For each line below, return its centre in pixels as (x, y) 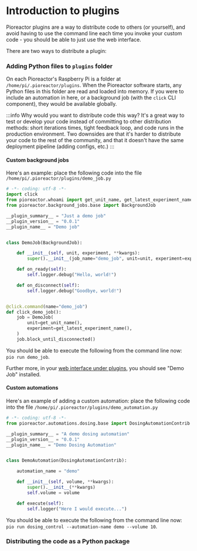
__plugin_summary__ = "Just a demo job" (56, 216)
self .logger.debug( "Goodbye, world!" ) (74, 291)
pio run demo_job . (28, 357)
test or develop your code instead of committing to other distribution (89, 122)
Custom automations (32, 388)
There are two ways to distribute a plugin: (56, 51)
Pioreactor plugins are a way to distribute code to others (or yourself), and (96, 27)
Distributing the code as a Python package (68, 542)
